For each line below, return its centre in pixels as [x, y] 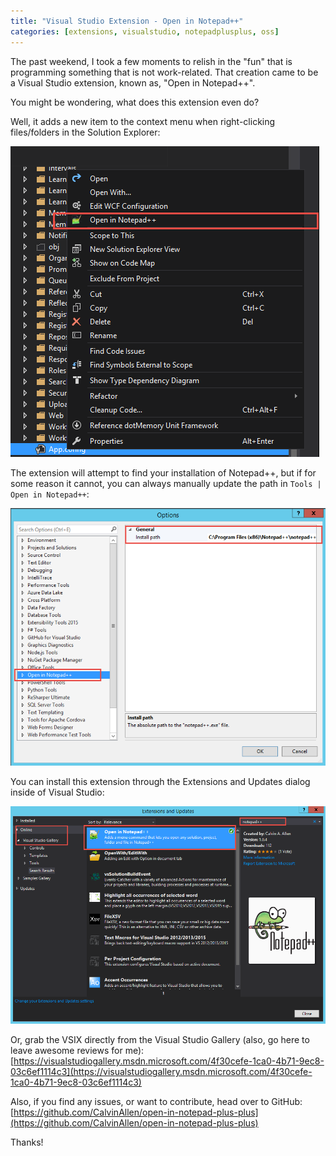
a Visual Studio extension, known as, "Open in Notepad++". [133, 82]
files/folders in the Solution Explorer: [85, 132]
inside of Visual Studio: [57, 792]
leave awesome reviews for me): [77, 1051]
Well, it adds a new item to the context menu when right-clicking [143, 121]
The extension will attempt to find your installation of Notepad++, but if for [163, 472]
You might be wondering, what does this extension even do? [135, 102]
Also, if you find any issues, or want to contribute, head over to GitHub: [156, 1102]
